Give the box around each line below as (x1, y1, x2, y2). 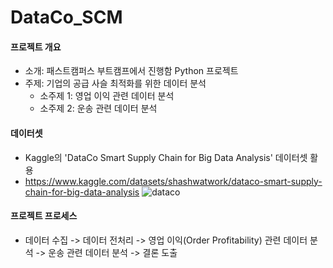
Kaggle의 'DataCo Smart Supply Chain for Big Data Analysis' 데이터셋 (24, 151, 308, 163)
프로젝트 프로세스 (10, 210, 78, 222)
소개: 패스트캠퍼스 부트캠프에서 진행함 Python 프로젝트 (24, 65, 239, 77)
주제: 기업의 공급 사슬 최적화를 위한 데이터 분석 (24, 77, 207, 90)
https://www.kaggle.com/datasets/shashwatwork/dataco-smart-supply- (24, 175, 323, 187)
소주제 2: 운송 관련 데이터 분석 (39, 102, 158, 115)
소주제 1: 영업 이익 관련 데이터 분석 (39, 90, 175, 102)
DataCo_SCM (10, 6, 123, 29)
